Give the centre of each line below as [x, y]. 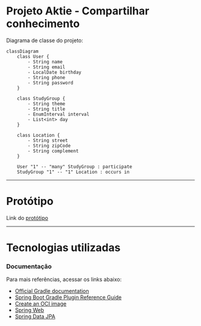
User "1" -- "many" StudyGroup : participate [75, 167]
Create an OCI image [41, 304]
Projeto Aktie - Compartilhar [78, 11]
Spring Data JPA [35, 316]
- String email [47, 67]
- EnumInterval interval [59, 114]
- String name [45, 62]
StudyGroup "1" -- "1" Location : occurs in [73, 172]
